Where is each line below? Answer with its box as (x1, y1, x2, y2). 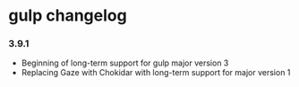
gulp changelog (8, 5, 127, 26)
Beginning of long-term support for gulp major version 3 (21, 57, 229, 68)
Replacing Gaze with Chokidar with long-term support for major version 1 (21, 67, 291, 78)
